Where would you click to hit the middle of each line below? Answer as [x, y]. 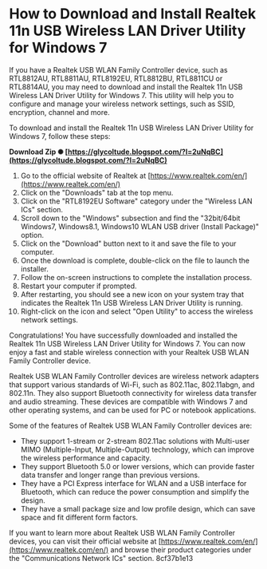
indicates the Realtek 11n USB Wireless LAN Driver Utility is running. [132, 302]
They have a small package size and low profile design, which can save [138, 508]
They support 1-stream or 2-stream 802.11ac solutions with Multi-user [135, 441]
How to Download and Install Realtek [133, 14]
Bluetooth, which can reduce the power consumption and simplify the [135, 492]
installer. [34, 269]
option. [32, 235]
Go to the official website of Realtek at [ [85, 176]
